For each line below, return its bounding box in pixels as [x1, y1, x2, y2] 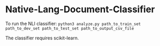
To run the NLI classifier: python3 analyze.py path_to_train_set [5, 20, 141, 27]
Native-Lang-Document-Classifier [5, 4, 155, 15]
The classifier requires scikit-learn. [5, 35, 79, 41]
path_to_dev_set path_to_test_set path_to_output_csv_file [5, 26, 134, 31]
